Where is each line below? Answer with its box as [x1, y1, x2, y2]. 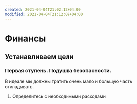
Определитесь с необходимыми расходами [12, 93, 106, 99]
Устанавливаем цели [5, 53, 74, 61]
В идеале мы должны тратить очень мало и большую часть [5, 78, 133, 84]
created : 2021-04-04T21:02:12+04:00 [5, 7, 81, 12]
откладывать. [5, 84, 34, 90]
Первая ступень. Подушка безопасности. [5, 68, 112, 74]
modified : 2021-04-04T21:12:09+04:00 [5, 12, 83, 17]
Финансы [5, 33, 46, 44]
